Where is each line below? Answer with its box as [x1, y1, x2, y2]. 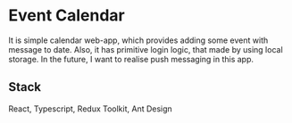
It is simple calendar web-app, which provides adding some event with [8, 35, 269, 45]
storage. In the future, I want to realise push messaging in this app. [8, 53, 254, 64]
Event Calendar [8, 5, 126, 26]
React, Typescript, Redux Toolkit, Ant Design [8, 103, 173, 114]
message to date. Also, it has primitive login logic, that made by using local [8, 44, 283, 54]
